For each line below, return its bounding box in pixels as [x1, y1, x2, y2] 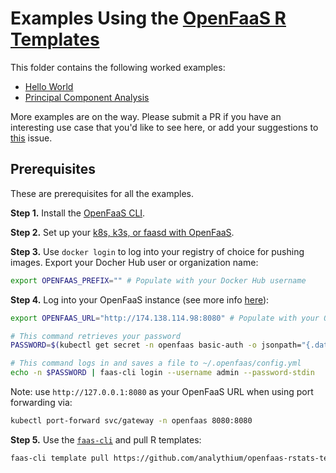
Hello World [24, 80, 74, 92]
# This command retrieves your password [10, 331, 182, 341]
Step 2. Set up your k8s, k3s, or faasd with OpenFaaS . [10, 226, 235, 238]
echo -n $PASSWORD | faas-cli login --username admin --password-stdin [10, 368, 315, 378]
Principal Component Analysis [24, 91, 150, 103]
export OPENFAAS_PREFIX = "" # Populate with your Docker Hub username [10, 275, 307, 286]
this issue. [10, 132, 53, 144]
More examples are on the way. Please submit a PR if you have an [10, 110, 282, 122]
